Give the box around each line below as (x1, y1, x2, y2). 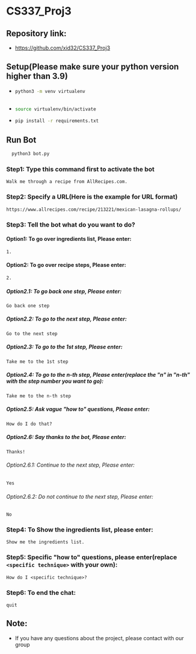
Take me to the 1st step (6, 358, 69, 365)
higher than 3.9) (6, 71, 68, 82)
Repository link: (6, 28, 67, 39)
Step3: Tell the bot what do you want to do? (6, 220, 135, 229)
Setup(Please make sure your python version (6, 62, 179, 72)
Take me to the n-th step (6, 393, 71, 399)
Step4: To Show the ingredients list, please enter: (6, 525, 153, 534)
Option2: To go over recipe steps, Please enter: (6, 261, 126, 269)
